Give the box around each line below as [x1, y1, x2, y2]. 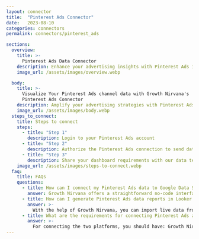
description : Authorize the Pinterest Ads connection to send [27, 146, 184, 152]
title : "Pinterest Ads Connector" [6, 14, 94, 20]
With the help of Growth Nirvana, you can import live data [32, 207, 184, 213]
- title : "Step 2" [21, 141, 68, 147]
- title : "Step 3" [21, 152, 68, 158]
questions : [17, 180, 44, 185]
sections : [6, 42, 31, 48]
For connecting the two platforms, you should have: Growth [32, 224, 184, 229]
